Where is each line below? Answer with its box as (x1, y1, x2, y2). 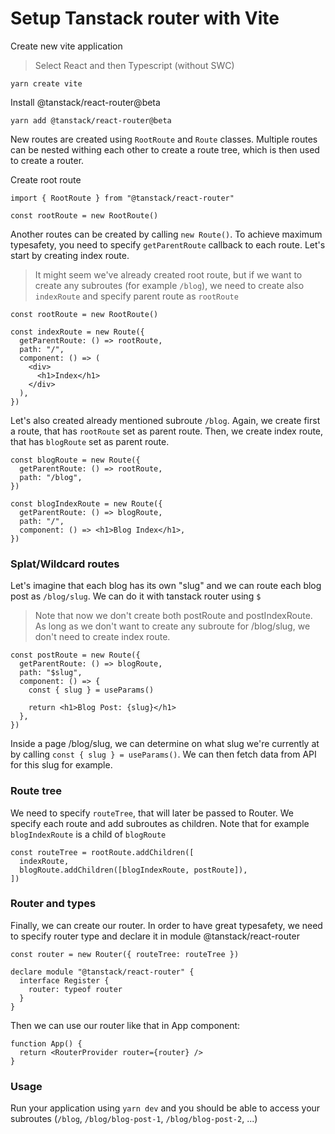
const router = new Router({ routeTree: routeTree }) (10, 949, 240, 959)
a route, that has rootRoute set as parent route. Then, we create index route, (10, 425, 324, 437)
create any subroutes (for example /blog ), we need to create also (34, 279, 305, 291)
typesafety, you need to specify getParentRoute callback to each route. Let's (10, 238, 326, 251)
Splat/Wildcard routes (10, 557, 120, 571)
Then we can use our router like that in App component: (10, 1019, 241, 1031)
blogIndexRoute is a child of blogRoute (10, 828, 167, 840)
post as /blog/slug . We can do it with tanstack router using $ (10, 590, 262, 602)
